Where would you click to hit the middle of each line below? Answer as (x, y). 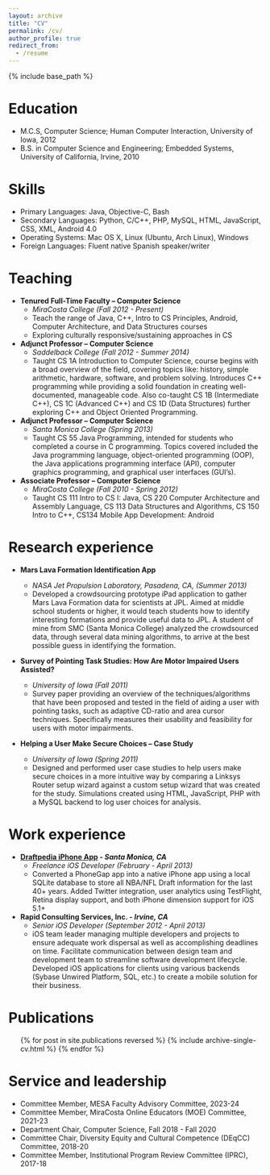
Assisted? (37, 669)
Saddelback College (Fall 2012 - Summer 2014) (110, 352)
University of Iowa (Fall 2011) (80, 685)
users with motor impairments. (83, 728)
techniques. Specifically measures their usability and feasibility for (142, 719)
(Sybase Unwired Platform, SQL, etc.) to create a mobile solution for (145, 977)
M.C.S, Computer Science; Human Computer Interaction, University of (136, 131)
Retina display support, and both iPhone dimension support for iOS (143, 899)
